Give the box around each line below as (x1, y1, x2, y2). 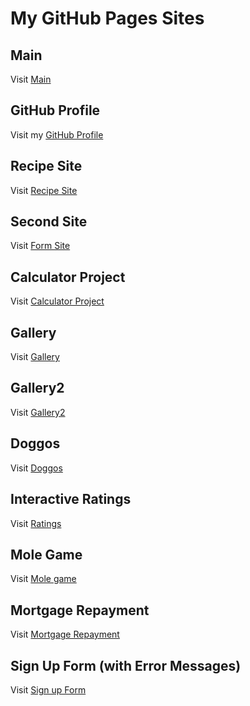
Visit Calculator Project (10, 295, 105, 307)
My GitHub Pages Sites (10, 7, 205, 30)
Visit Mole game (10, 573, 77, 585)
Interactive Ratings (10, 491, 132, 508)
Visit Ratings (10, 517, 62, 529)
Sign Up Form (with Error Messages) (10, 657, 242, 674)
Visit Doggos (10, 462, 63, 474)
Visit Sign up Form (10, 683, 87, 696)
